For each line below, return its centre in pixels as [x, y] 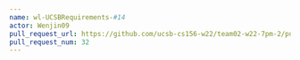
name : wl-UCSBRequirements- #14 [67, 17]
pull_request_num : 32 [50, 42]
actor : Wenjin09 [39, 26]
